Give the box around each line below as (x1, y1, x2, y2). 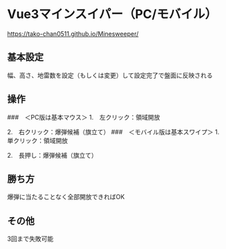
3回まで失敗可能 (7, 234, 54, 243)
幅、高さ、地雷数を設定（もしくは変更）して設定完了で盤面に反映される (7, 71, 213, 80)
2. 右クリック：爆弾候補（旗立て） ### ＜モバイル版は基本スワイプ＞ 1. (7, 127, 220, 136)
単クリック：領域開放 (7, 136, 68, 145)
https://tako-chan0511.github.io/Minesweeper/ (7, 29, 139, 38)
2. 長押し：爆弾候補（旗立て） (7, 151, 98, 159)
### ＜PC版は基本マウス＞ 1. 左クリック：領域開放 (7, 113, 160, 121)
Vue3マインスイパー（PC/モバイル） (7, 6, 218, 22)
